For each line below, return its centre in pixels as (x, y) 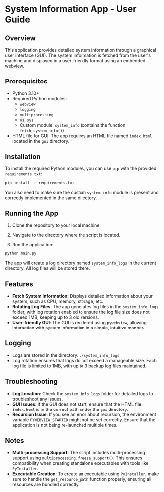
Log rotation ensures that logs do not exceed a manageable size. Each (84, 360)
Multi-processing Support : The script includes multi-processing (79, 453)
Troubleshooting (32, 381)
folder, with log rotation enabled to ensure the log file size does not (81, 312)
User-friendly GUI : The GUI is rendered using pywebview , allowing (79, 322)
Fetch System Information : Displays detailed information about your (82, 296)
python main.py (21, 254)
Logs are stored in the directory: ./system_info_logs (66, 355)
